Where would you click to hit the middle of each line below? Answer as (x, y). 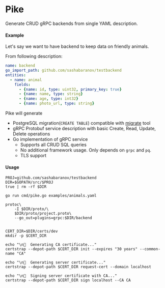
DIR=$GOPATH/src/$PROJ (29, 182)
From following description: (34, 56)
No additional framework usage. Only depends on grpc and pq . (86, 150)
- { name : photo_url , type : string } (57, 104)
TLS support (33, 156)
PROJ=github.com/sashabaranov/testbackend (51, 178)
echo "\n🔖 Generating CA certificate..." (51, 245)
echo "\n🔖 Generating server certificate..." (56, 263)
